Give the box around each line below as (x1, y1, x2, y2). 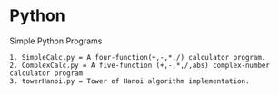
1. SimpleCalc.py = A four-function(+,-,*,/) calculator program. (9, 52, 266, 62)
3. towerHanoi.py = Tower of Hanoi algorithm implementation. (9, 76, 250, 86)
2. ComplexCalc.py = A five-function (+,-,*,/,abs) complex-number (9, 61, 271, 70)
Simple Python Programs (9, 35, 103, 46)
